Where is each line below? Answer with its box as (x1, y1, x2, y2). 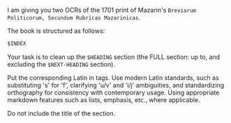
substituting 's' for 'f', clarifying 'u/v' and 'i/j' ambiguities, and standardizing (7, 81, 225, 89)
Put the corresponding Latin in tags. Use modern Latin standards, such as (7, 73, 219, 82)
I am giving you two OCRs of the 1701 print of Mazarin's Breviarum (7, 6, 197, 14)
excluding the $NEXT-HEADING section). (7, 60, 115, 68)
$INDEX (7, 40, 27, 47)
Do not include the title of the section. (7, 109, 116, 117)
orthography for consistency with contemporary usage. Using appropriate (7, 88, 220, 97)
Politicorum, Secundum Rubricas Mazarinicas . (7, 13, 141, 22)
